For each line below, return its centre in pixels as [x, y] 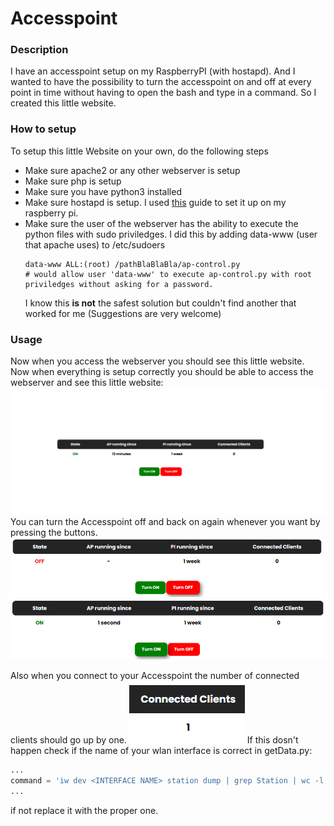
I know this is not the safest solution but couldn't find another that [160, 303]
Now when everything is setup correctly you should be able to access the [162, 372]
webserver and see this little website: [87, 383]
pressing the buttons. [54, 533]
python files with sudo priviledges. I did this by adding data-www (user [171, 234]
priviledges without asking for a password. [119, 284]
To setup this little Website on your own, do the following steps [139, 151]
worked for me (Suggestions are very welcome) [123, 313]
